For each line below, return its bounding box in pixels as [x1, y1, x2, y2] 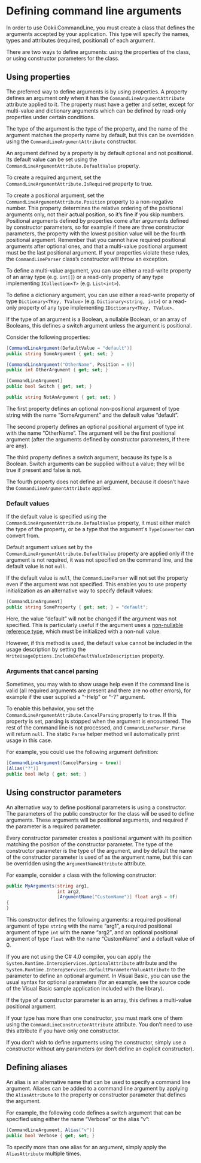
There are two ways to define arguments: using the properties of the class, [6, 48, 190, 55]
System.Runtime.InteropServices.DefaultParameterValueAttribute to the [6, 966, 185, 973]
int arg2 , [57, 888, 82, 895]
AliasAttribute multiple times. [6, 1150, 82, 1157]
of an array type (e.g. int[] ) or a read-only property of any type [6, 273, 164, 280]
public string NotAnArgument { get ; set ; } [6, 394, 117, 400]
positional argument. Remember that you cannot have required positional [6, 236, 186, 243]
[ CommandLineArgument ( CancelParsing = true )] [6, 760, 121, 766]
